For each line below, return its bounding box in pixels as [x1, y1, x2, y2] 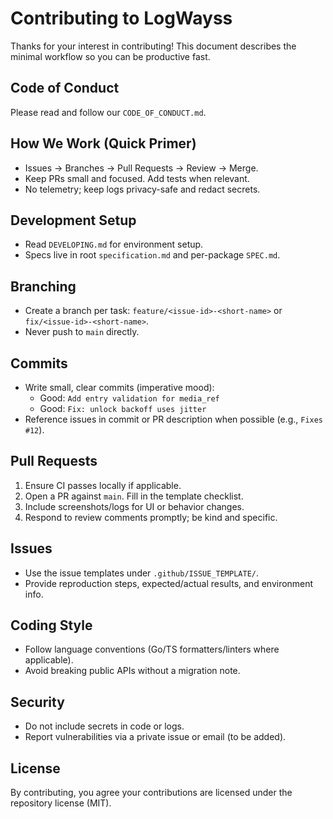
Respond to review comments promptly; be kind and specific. [24, 511, 278, 523]
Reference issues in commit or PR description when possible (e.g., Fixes [24, 413, 324, 425]
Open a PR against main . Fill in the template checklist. [24, 490, 244, 502]
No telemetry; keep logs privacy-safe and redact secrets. [24, 183, 261, 195]
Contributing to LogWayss [10, 7, 233, 30]
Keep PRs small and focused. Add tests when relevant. [24, 172, 250, 184]
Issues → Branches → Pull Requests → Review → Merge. [24, 162, 259, 174]
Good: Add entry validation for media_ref [39, 392, 220, 404]
